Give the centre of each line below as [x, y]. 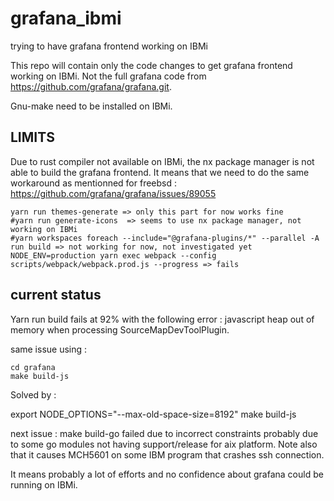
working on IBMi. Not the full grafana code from [108, 76]
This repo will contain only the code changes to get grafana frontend [151, 65]
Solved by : [33, 394]
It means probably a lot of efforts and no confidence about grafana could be [167, 474]
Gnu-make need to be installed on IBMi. [91, 106]
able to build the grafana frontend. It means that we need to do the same [160, 172]
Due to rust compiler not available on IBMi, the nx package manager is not [162, 161]
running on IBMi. [44, 484]
